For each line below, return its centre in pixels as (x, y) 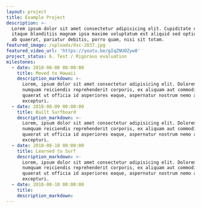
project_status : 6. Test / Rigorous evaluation (67, 56)
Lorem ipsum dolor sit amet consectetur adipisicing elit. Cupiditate (101, 28)
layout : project (26, 12)
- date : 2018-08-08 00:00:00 (48, 67)
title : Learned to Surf (47, 151)
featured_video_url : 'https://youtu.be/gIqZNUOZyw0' (73, 51)
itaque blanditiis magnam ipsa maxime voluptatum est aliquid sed (96, 34)
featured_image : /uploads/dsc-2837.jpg (56, 46)
